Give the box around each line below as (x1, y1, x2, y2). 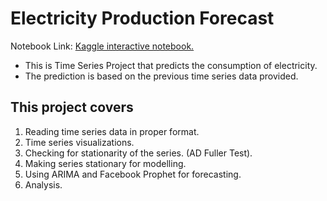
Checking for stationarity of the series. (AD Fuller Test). (24, 147, 253, 159)
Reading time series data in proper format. (24, 125, 200, 137)
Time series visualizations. (24, 136, 135, 148)
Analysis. (24, 178, 63, 191)
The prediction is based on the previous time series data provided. (24, 70, 299, 82)
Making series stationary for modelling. (24, 157, 187, 169)
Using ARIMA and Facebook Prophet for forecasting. (24, 168, 242, 180)
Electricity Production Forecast (10, 7, 275, 30)
